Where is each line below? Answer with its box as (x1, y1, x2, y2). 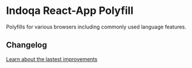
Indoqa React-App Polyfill (6, 4, 133, 17)
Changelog (6, 40, 47, 50)
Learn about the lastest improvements (6, 55, 98, 62)
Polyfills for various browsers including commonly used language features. (6, 23, 187, 30)
